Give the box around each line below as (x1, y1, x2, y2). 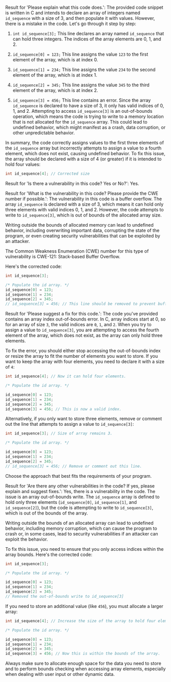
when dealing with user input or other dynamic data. (5, 671, 115, 677)
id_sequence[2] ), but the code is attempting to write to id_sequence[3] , (5, 504, 154, 510)
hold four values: (5, 161, 41, 167)
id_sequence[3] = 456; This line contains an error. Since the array (12, 97, 151, 103)
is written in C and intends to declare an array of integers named (5, 10, 140, 16)
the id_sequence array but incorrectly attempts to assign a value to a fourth (5, 145, 162, 151)
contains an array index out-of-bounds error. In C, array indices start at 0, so (5, 316, 166, 322)
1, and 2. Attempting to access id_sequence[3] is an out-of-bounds (12, 108, 153, 114)
